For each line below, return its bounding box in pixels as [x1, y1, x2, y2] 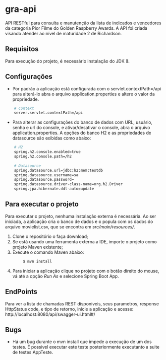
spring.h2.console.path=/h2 [14, 154, 72, 159]
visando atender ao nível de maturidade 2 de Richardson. [5, 30, 122, 36]
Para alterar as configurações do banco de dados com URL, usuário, [12, 119, 153, 125]
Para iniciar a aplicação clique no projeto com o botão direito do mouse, [12, 268, 160, 274]
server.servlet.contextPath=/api [14, 110, 83, 115]
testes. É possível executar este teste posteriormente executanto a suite [12, 344, 160, 350]
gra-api [5, 3, 36, 15]
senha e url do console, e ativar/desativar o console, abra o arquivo [12, 125, 150, 131]
